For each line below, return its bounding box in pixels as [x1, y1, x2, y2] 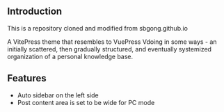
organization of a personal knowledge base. [7, 52, 134, 61]
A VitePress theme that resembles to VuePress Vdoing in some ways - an [7, 38, 217, 46]
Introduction [7, 6, 63, 17]
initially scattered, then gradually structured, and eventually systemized [7, 45, 212, 53]
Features [7, 72, 47, 84]
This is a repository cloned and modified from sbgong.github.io [7, 24, 189, 32]
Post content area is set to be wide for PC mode [17, 98, 155, 106]
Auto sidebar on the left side [17, 90, 99, 99]
